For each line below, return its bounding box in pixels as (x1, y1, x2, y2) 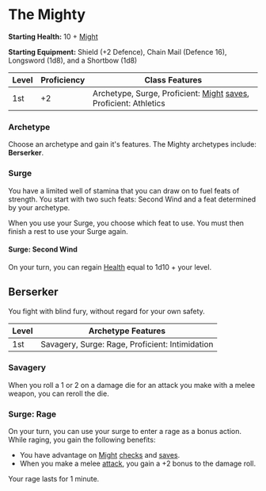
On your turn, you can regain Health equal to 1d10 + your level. (8, 262, 212, 271)
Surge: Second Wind (8, 244, 78, 255)
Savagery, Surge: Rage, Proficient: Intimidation (40, 339, 214, 350)
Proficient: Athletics (92, 98, 165, 109)
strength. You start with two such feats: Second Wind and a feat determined (8, 194, 256, 204)
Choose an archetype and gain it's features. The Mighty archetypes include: (8, 140, 257, 149)
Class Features (144, 74, 203, 85)
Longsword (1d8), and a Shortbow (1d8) (8, 56, 138, 65)
